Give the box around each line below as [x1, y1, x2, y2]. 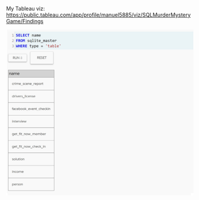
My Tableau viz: [6, 5, 45, 12]
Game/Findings [6, 18, 43, 24]
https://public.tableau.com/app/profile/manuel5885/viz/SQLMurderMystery [6, 11, 191, 18]
